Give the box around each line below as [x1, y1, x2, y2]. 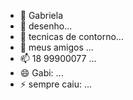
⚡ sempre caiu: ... [19, 78, 93, 90]
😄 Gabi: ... [19, 67, 64, 79]
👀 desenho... [19, 20, 73, 32]
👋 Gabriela [19, 10, 64, 21]
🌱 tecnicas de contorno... [19, 31, 124, 42]
